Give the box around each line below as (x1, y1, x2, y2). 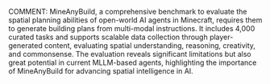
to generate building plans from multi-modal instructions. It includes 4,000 (8, 24, 255, 33)
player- (209, 32, 234, 42)
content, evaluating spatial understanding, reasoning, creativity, (44, 41, 256, 50)
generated (8, 41, 43, 50)
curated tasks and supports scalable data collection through (8, 32, 208, 42)
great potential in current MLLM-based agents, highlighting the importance (8, 58, 257, 67)
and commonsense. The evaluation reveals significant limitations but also (8, 50, 251, 58)
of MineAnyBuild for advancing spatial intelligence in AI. (8, 66, 193, 75)
